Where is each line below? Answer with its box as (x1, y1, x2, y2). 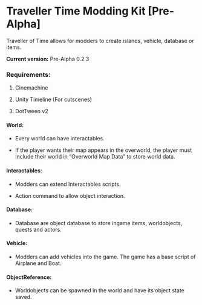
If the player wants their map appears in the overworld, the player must (15, 146, 192, 154)
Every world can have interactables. (15, 135, 105, 142)
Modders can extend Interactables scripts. (15, 180, 121, 188)
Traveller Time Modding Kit (6, 4, 146, 18)
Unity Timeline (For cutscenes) (15, 96, 93, 103)
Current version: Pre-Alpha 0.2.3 (6, 55, 90, 62)
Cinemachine (15, 84, 48, 91)
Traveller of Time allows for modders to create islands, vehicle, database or (6, 37, 195, 44)
